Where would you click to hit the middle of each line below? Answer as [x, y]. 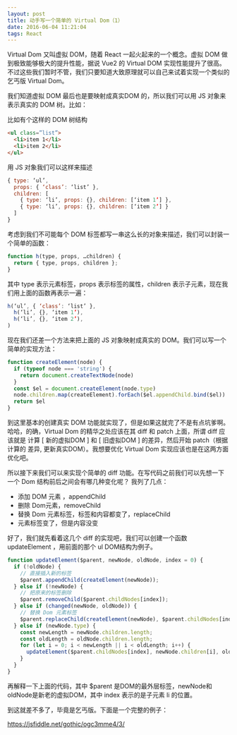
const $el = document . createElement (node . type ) [85, 389]
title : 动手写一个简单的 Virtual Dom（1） [65, 20]
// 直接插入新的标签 [46, 573]
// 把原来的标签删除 [46, 593]
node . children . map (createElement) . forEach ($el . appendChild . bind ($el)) [120, 395]
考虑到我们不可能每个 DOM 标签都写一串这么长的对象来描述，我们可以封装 [115, 234]
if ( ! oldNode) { [37, 566]
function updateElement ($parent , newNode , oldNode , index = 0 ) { [105, 560]
